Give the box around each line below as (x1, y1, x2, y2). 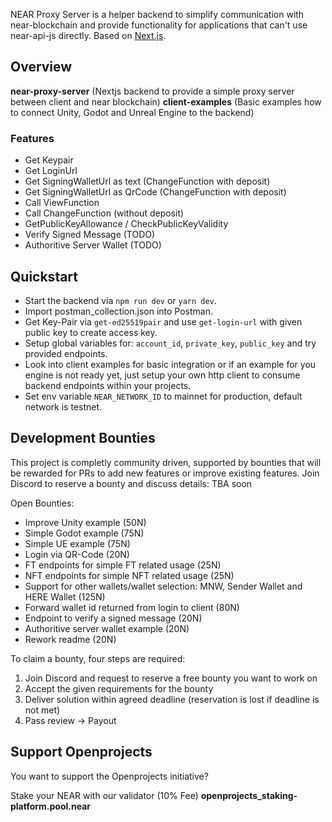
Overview (10, 59, 73, 76)
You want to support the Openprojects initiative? (10, 770, 209, 782)
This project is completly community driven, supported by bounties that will (10, 456, 322, 468)
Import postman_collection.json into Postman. (24, 305, 213, 317)
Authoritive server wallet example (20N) (24, 622, 190, 634)
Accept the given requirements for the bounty (24, 682, 214, 694)
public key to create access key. (24, 326, 158, 338)
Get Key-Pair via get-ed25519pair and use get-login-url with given (24, 315, 303, 328)
